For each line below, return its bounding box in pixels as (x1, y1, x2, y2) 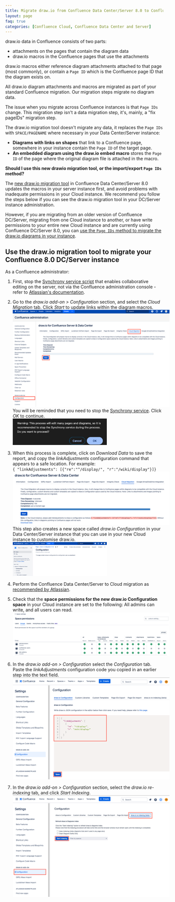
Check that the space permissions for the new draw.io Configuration (12, 596, 158, 602)
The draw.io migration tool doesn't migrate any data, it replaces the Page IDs (5, 125, 163, 131)
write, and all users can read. (12, 606, 73, 613)
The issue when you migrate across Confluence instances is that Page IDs (5, 104, 158, 110)
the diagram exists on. (5, 74, 51, 80)
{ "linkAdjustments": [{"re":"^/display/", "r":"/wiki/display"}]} (12, 467, 156, 472)
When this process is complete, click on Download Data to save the (12, 450, 152, 456)
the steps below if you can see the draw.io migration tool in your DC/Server (5, 197, 160, 203)
